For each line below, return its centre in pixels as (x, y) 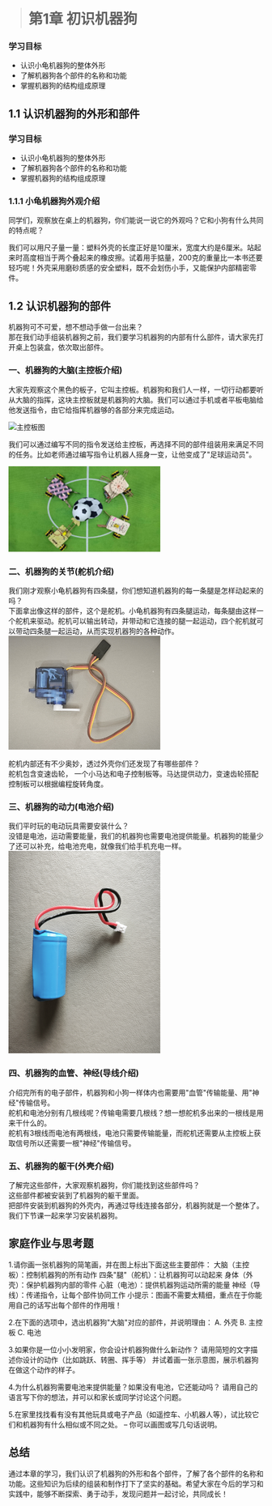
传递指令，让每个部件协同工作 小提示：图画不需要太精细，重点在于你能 (144, 1295)
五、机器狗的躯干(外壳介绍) (62, 1166)
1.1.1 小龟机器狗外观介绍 (54, 202)
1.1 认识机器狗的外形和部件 (74, 114)
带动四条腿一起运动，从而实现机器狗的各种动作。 (97, 632)
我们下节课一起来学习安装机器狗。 (65, 1215)
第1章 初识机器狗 (83, 19)
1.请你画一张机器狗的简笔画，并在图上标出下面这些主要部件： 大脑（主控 (129, 1264)
